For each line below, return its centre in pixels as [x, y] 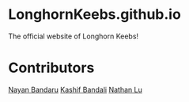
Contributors [51, 68]
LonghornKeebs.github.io [95, 15]
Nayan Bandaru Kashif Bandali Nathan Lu [75, 89]
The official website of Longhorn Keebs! [74, 36]
